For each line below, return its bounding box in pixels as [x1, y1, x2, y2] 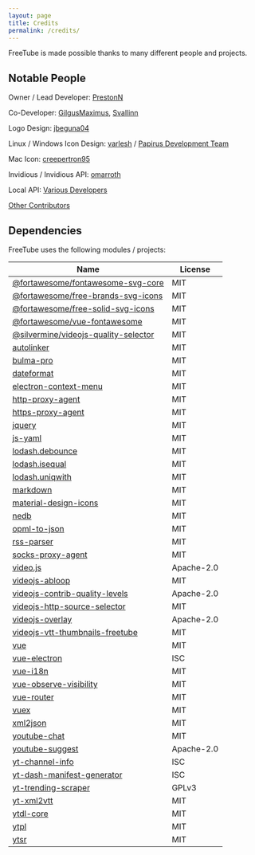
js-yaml [12, 433, 42, 443]
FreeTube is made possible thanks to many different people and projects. [8, 49, 248, 58]
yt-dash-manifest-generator [12, 770, 123, 780]
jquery [12, 420, 37, 430]
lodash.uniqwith [12, 472, 72, 482]
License [179, 264, 211, 275]
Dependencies [8, 224, 82, 237]
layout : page [8, 11, 52, 20]
